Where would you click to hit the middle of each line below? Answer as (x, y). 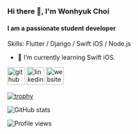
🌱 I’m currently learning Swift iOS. (66, 57)
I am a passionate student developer (62, 28)
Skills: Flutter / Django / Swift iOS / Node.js (69, 44)
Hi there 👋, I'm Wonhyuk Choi (58, 11)
